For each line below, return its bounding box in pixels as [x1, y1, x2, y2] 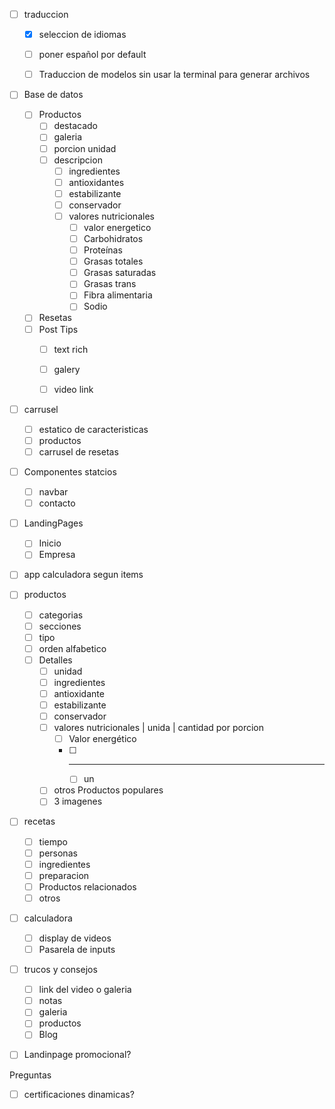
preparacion [38, 869, 90, 881]
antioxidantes [68, 176, 125, 188]
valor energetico [83, 221, 152, 233]
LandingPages [23, 517, 84, 529]
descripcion [53, 154, 103, 166]
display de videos [38, 932, 112, 944]
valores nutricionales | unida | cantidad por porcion [53, 722, 264, 734]
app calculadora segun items [23, 569, 144, 581]
